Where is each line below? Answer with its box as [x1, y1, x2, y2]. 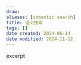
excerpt [6, 53, 25, 59]
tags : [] [6, 25, 28, 31]
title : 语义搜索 [6, 19, 43, 25]
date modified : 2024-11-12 [6, 36, 73, 42]
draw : [6, 8, 20, 15]
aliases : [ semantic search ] [6, 14, 76, 20]
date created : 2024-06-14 [6, 31, 70, 37]
